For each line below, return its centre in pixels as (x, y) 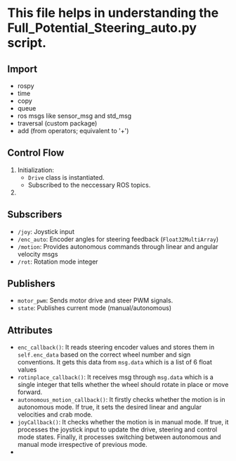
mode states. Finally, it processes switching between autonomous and (119, 437)
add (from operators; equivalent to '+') (73, 131)
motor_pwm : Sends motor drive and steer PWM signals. (95, 300)
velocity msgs (38, 254)
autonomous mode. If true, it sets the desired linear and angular (110, 407)
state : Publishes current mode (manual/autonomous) (94, 308)
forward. (30, 392)
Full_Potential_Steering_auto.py (102, 28)
